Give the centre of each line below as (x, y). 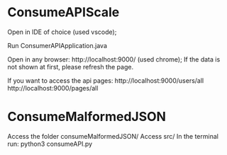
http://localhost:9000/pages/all (53, 88)
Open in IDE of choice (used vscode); (62, 32)
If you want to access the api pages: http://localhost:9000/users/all (106, 80)
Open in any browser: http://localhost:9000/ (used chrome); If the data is (114, 59)
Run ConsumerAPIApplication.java (57, 45)
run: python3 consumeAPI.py (50, 144)
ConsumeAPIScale (63, 12)
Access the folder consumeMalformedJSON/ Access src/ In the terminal (113, 136)
